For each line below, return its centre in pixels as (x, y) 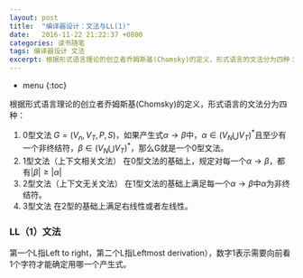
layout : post (34, 18)
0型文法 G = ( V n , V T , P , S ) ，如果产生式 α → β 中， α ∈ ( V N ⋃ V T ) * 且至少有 (154, 135)
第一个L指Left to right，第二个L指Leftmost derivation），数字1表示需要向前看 (150, 253)
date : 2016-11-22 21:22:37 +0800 (76, 34)
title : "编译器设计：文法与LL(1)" (70, 26)
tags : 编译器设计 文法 (47, 51)
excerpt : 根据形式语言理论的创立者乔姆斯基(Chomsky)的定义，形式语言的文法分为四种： (153, 60)
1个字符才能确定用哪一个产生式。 (70, 264)
